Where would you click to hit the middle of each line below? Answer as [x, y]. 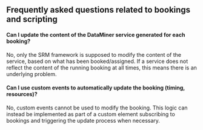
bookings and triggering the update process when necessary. [83, 120]
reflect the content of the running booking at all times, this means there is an [101, 67]
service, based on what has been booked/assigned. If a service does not [97, 61]
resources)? [22, 94]
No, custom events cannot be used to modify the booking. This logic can [97, 108]
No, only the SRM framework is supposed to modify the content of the [94, 54]
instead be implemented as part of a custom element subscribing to [91, 114]
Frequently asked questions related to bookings [98, 10]
